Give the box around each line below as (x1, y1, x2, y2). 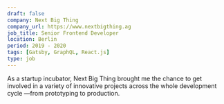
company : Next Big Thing (7, 17, 79, 24)
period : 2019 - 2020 (7, 42, 67, 49)
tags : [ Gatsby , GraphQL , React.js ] (7, 49, 110, 56)
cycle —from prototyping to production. (7, 89, 120, 97)
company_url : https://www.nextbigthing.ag (7, 23, 131, 30)
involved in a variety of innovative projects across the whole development (7, 81, 217, 90)
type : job (7, 55, 36, 62)
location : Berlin (7, 36, 57, 43)
